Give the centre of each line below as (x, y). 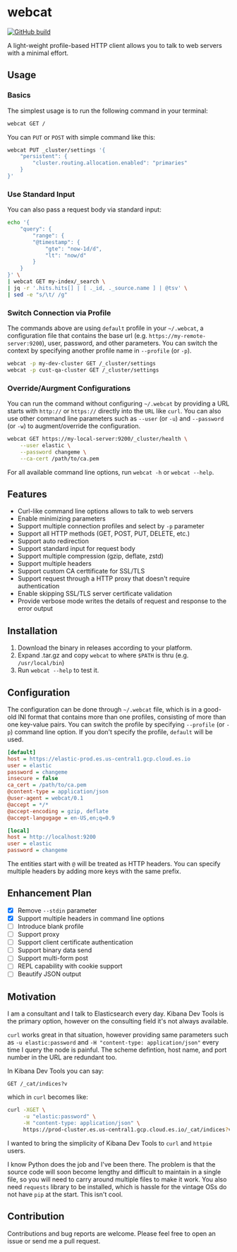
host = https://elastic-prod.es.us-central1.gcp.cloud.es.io (99, 759)
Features (27, 494)
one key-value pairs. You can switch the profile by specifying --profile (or (116, 724)
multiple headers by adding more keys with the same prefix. (94, 871)
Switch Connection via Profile (59, 312)
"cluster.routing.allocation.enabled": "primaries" (110, 163)
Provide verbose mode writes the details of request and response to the (122, 601)
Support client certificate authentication (75, 942)
